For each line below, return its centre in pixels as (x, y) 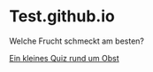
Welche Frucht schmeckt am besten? (76, 41)
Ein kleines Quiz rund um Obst (64, 58)
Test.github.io (62, 16)
